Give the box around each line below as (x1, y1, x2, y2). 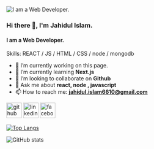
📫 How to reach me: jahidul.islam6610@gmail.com (15, 88, 148, 96)
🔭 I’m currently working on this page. (15, 62, 108, 69)
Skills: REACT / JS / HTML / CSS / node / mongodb (6, 50, 134, 58)
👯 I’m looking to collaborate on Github (15, 75, 111, 82)
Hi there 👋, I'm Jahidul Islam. (6, 21, 93, 29)
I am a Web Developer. (6, 36, 64, 44)
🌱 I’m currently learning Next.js (15, 68, 95, 76)
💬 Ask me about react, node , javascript (15, 82, 117, 89)
